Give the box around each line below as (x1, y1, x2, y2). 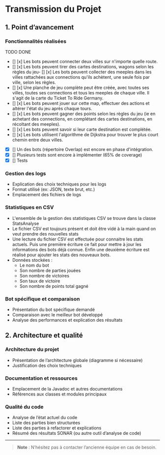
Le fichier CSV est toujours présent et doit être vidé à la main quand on (12, 225, 156, 232)
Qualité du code (5, 403, 44, 410)
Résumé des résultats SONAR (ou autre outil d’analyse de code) (12, 430, 141, 436)
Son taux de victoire (19, 278, 60, 284)
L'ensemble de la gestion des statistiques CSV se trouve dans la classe (12, 215, 156, 221)
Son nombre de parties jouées (19, 267, 81, 273)
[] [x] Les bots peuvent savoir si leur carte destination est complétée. (12, 126, 152, 132)
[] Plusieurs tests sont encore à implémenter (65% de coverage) (12, 152, 142, 158)
